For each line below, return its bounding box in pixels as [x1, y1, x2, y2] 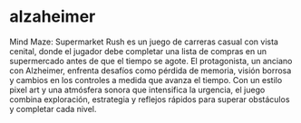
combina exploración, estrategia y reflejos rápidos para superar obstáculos [9, 93, 290, 105]
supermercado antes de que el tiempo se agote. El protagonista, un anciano [9, 55, 293, 66]
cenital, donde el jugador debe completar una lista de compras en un [9, 45, 267, 56]
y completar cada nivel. [9, 103, 97, 114]
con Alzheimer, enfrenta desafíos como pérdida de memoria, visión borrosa [9, 65, 292, 76]
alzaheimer [9, 6, 96, 27]
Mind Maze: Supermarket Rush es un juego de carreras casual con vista [9, 36, 279, 47]
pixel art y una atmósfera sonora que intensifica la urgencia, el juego [9, 84, 266, 95]
